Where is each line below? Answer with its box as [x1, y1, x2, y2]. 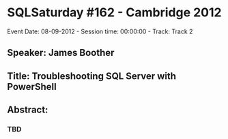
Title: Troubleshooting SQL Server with [7, 70, 176, 82]
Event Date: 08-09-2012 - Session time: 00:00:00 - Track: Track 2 [7, 27, 193, 35]
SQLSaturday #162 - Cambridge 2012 [7, 5, 222, 20]
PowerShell [7, 80, 57, 93]
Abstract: [7, 104, 48, 116]
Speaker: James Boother [7, 47, 115, 59]
